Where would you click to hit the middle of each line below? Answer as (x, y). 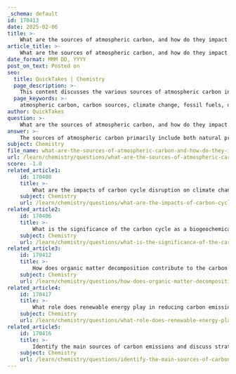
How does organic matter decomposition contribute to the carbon (130, 268)
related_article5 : (34, 327)
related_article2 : (34, 210)
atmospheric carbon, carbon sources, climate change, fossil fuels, (122, 105)
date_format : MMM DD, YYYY (47, 60)
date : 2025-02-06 (33, 27)
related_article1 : (34, 170)
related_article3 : (34, 249)
